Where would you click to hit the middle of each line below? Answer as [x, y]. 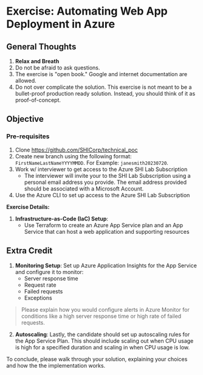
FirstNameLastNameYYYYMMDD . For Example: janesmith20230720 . [92, 163]
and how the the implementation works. [56, 365]
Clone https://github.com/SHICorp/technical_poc [76, 150]
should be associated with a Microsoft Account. [84, 188]
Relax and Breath [37, 61]
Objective [25, 119]
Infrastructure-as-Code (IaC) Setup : [61, 219]
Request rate [40, 285]
